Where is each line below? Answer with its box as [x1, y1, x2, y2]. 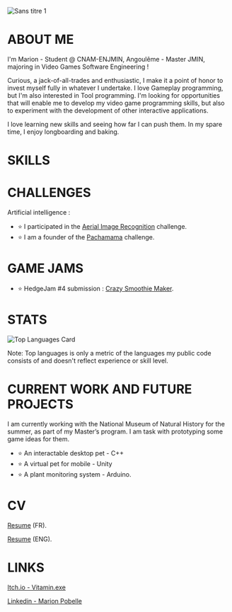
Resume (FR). [7, 521, 47, 529]
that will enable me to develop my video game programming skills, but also [7, 98, 225, 107]
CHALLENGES [7, 185, 91, 201]
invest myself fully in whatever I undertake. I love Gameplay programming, [7, 84, 224, 92]
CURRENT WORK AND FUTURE [7, 381, 192, 397]
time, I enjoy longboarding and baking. [7, 127, 120, 136]
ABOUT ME [7, 32, 74, 47]
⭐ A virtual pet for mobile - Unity [17, 459, 112, 467]
